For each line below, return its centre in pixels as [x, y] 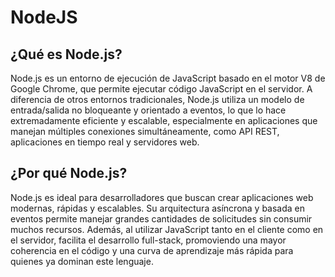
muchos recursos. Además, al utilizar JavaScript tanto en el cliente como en [167, 229]
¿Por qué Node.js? [69, 173]
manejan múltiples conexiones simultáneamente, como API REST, [145, 131]
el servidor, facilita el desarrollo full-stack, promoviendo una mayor [148, 240]
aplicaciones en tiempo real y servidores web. [105, 142]
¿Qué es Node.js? [66, 54]
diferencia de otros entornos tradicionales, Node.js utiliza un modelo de [157, 99]
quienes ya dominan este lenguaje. [82, 261]
